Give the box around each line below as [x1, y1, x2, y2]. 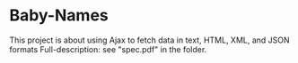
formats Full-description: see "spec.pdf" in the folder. [9, 43, 207, 54]
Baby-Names [9, 5, 110, 26]
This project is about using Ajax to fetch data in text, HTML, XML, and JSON [9, 35, 290, 45]
